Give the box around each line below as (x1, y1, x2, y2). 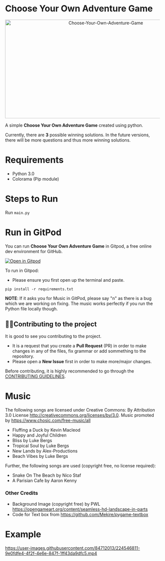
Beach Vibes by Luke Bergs (12, 453, 68, 459)
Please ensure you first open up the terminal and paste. (12, 277, 125, 283)
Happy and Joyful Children (12, 432, 67, 438)
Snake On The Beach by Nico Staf (12, 472, 82, 478)
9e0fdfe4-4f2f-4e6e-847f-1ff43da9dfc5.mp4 (5, 550, 97, 556)
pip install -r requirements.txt (5, 287, 74, 292)
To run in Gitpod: (5, 267, 39, 273)
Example (5, 528, 41, 540)
